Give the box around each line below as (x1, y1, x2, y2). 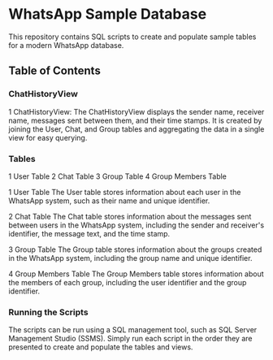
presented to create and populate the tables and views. (8, 342, 193, 352)
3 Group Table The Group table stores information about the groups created (8, 245, 262, 254)
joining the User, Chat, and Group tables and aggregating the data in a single (8, 124, 265, 134)
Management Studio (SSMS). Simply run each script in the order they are (8, 334, 253, 344)
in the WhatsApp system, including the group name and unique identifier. (8, 253, 253, 262)
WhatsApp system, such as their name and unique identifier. (8, 196, 210, 206)
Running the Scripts (8, 306, 89, 318)
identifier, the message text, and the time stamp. (8, 228, 171, 238)
